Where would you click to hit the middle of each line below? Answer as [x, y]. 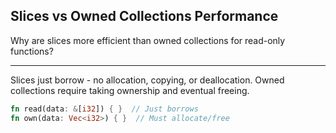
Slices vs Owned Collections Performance [144, 16]
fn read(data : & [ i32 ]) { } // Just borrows [104, 109]
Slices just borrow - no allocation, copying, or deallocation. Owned [147, 80]
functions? [32, 51]
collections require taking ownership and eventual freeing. [130, 90]
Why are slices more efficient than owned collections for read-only [148, 40]
